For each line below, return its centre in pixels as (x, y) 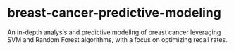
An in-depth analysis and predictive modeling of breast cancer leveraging (114, 32)
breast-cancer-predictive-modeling (115, 13)
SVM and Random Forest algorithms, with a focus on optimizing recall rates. (117, 39)
